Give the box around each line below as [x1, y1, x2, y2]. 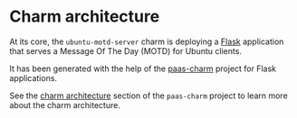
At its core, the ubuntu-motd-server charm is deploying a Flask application [9, 36, 284, 47]
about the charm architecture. [9, 99, 120, 110]
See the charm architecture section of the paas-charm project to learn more [9, 90, 288, 101]
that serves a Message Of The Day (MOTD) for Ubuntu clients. [9, 45, 243, 56]
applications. [9, 72, 57, 83]
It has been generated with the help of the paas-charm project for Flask [9, 63, 277, 74]
